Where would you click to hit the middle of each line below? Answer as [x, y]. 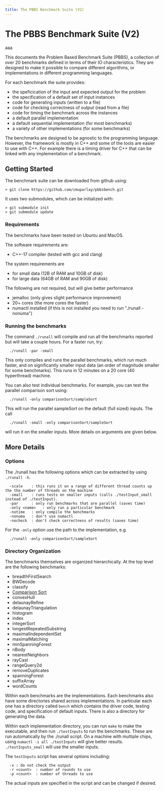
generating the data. [26, 716]
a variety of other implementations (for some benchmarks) [71, 128]
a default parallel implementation [45, 118]
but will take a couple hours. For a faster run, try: [54, 341]
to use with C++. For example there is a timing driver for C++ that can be [78, 148]
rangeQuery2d [27, 665]
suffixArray [23, 680]
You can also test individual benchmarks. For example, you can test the [77, 385]
